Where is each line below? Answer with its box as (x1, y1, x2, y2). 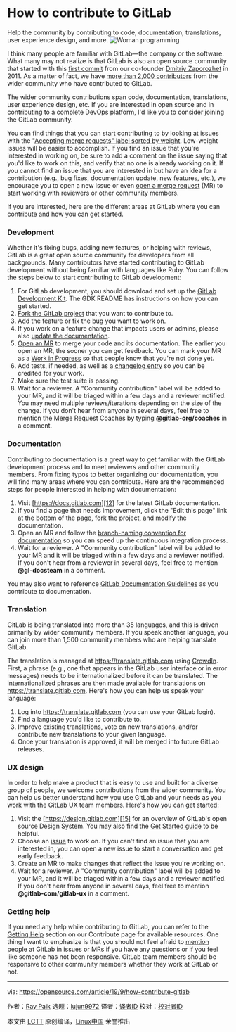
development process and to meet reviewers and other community (7, 462, 200, 471)
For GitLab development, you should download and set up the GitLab (17, 287, 217, 295)
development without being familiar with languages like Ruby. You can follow (7, 266, 229, 274)
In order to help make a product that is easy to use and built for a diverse (7, 779, 218, 787)
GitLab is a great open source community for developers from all (7, 251, 195, 260)
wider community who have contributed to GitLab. (7, 79, 152, 87)
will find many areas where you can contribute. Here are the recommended (7, 477, 225, 486)
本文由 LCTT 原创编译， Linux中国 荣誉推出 (7, 1017, 131, 1026)
